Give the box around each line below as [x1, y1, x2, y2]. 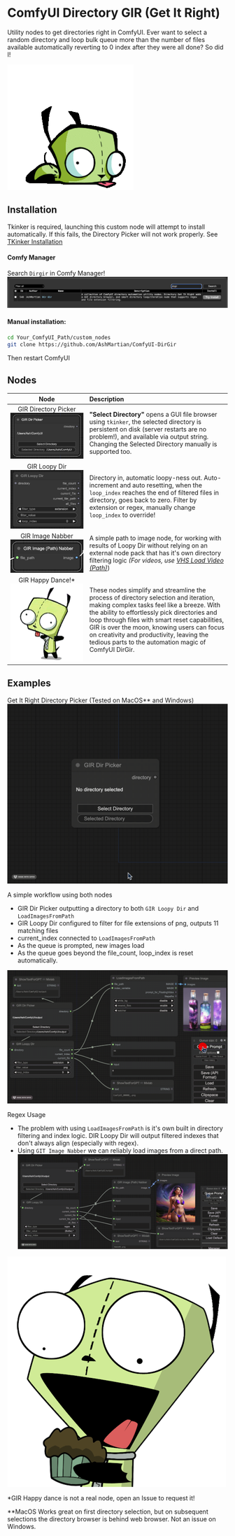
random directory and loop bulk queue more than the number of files [7, 35, 205, 43]
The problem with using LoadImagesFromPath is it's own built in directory [17, 1124, 224, 1132]
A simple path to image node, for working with [89, 534, 222, 543]
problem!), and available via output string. [89, 432, 209, 441]
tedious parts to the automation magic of [89, 638, 206, 646]
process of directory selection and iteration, [89, 593, 215, 602]
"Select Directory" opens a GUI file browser [89, 410, 218, 418]
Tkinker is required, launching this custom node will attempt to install [7, 222, 205, 231]
